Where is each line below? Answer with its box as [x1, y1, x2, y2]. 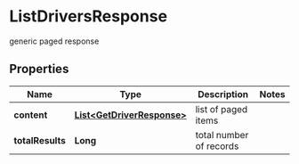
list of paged [195, 102, 248, 115]
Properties [9, 61, 69, 77]
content [13, 109, 48, 121]
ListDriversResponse [9, 6, 167, 27]
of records [195, 140, 239, 152]
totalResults [13, 134, 67, 146]
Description [198, 87, 249, 100]
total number [195, 128, 249, 141]
